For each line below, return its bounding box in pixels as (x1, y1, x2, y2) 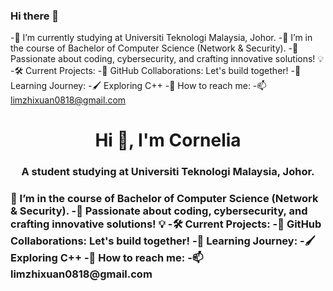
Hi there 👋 (10, 9, 60, 23)
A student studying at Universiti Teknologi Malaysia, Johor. (21, 165, 315, 179)
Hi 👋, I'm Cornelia (94, 129, 242, 152)
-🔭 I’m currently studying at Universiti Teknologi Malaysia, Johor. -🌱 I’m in (10, 32, 313, 44)
